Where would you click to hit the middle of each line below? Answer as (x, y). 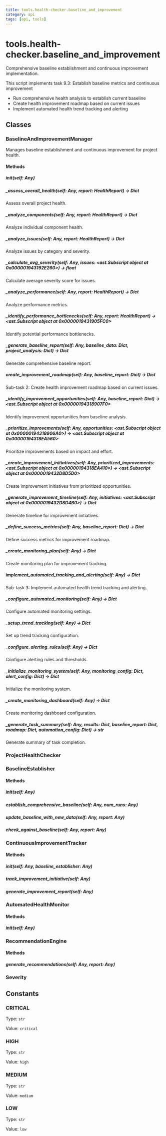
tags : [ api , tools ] (26, 19)
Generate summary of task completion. (46, 742)
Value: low (16, 1129)
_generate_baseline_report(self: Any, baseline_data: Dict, (67, 345)
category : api (20, 14)
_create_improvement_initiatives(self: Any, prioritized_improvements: (80, 463)
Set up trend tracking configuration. (42, 636)
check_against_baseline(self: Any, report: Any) (56, 830)
